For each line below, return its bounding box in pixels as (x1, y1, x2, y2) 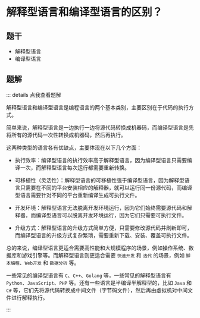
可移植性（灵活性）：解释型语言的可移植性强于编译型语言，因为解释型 (14, 177, 185, 184)
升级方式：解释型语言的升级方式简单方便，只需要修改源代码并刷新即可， (14, 224, 192, 231)
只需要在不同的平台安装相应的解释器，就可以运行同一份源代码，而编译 (20, 184, 192, 191)
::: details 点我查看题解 (6, 91, 61, 98)
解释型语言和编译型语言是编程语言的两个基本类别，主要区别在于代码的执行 (6, 103, 189, 111)
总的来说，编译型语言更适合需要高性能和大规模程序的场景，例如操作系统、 (6, 244, 189, 251)
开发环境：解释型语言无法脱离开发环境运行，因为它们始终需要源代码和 (14, 204, 187, 211)
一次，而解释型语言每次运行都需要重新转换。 (20, 164, 130, 171)
